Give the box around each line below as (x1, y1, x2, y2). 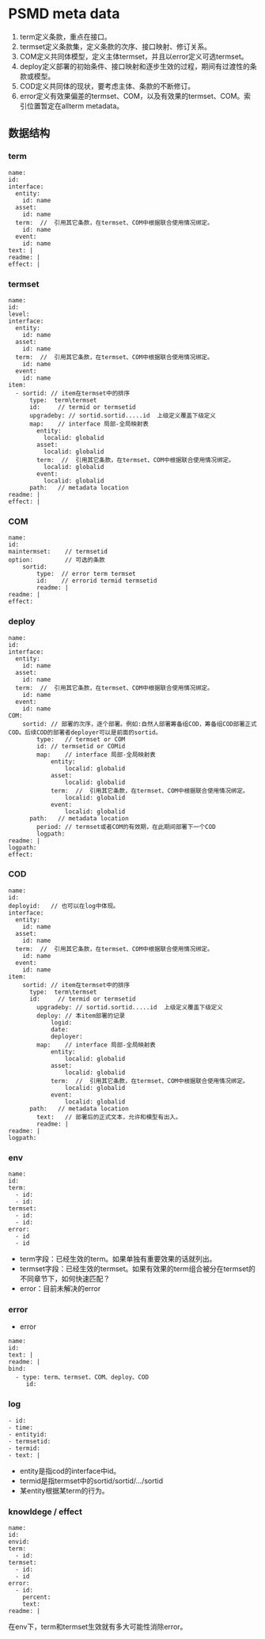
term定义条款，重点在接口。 (19, 32, 112, 41)
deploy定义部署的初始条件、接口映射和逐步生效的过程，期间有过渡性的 (19, 61, 251, 71)
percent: (22, 1593, 51, 1601)
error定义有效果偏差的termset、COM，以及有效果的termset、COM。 (19, 91, 244, 100)
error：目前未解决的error (19, 1284, 101, 1293)
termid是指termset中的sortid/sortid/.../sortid (19, 1476, 164, 1486)
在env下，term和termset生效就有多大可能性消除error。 (8, 1622, 187, 1631)
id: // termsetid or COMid (36, 742, 126, 750)
